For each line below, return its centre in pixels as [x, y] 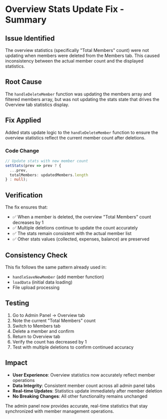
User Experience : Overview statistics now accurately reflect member [84, 375]
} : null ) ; [16, 179]
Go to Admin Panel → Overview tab [48, 315]
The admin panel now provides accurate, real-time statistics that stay [76, 405]
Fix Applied [23, 120]
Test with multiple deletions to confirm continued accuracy [73, 347]
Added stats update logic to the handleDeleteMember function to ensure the [82, 132]
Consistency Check [36, 255]
